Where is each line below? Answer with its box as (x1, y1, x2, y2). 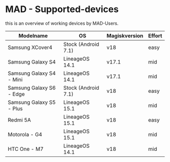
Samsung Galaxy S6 (8, 84, 56, 91)
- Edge (8, 90, 25, 97)
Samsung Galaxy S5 (8, 98, 56, 105)
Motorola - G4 (8, 131, 42, 138)
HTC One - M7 (8, 145, 44, 152)
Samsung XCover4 (8, 44, 53, 51)
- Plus (8, 105, 23, 112)
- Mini (8, 76, 23, 83)
